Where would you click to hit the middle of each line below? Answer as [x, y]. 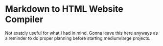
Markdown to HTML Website [64, 9]
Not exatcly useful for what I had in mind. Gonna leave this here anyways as [81, 33]
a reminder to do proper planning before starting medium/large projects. [78, 38]
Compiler [24, 19]
